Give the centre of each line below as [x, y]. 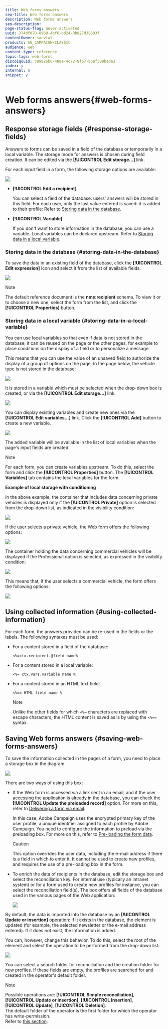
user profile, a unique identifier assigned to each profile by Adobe [80, 824]
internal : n [18, 71]
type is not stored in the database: [41, 369]
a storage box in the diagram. [36, 764]
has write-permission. [28, 1016]
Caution [21, 844]
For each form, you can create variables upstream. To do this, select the [80, 467]
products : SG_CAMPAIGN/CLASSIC [38, 43]
